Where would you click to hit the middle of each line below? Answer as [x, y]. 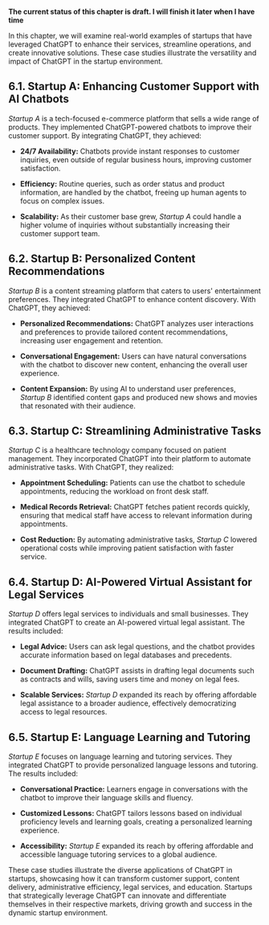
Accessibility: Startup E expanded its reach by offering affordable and [137, 846]
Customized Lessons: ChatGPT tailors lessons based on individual [131, 813]
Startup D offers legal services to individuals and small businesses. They [128, 614]
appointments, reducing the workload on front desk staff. [114, 491]
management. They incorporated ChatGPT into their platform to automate [130, 459]
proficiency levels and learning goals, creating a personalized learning [136, 822]
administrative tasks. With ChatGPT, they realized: [91, 467]
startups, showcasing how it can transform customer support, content [124, 878]
